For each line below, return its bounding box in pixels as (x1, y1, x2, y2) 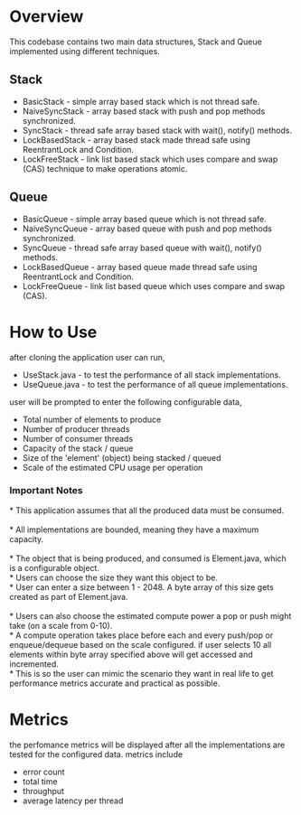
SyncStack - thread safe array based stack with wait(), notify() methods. (22, 125, 292, 136)
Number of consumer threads (22, 433, 134, 444)
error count (22, 766, 65, 777)
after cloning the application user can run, (9, 351, 165, 362)
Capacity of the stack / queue (22, 443, 134, 454)
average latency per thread (22, 795, 124, 806)
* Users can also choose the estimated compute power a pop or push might (9, 610, 292, 621)
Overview (9, 6, 84, 27)
